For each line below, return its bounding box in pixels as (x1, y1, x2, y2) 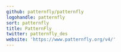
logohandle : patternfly (6, 14, 66, 20)
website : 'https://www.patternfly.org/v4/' (6, 36, 116, 42)
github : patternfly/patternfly (6, 8, 84, 15)
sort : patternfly (6, 20, 49, 26)
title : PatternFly (6, 25, 52, 32)
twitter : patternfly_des (6, 31, 68, 37)
